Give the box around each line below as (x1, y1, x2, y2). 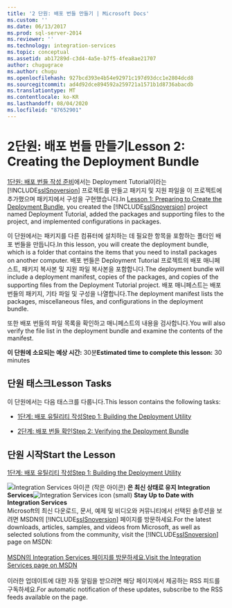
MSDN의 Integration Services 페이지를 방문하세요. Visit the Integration (7, 553, 202, 562)
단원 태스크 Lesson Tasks (7, 378, 112, 389)
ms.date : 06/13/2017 (7, 23, 67, 30)
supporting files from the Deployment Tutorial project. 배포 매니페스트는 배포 (7, 281, 222, 289)
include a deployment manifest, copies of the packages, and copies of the (7, 273, 219, 281)
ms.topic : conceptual (7, 49, 70, 56)
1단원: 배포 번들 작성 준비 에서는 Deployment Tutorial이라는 (7, 177, 168, 185)
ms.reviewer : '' (7, 36, 54, 43)
